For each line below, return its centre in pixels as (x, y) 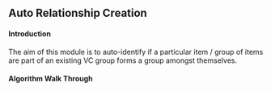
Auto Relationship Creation (78, 13)
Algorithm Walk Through (51, 79)
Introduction (30, 33)
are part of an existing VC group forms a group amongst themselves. (123, 60)
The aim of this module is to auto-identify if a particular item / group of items (136, 52)
